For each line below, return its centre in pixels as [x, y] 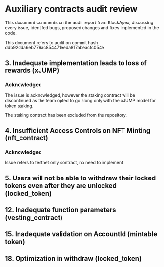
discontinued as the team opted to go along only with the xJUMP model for [81, 100]
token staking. [19, 106]
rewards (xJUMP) [32, 71]
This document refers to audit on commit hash [51, 42]
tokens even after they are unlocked [61, 186]
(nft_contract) [27, 138]
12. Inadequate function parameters [61, 210]
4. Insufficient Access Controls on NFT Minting [78, 131]
